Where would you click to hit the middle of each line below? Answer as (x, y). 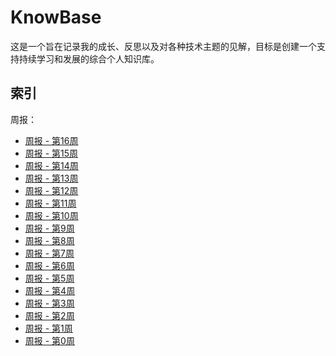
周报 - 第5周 (49, 278)
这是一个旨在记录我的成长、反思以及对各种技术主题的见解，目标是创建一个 (163, 46)
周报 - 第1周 (48, 328)
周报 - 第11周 (50, 203)
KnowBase (56, 17)
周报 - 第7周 (49, 253)
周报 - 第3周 (49, 303)
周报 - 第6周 (49, 265)
